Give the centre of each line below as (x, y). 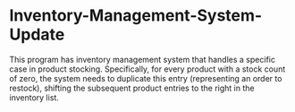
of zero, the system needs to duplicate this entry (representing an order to (146, 78)
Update (37, 34)
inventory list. (34, 97)
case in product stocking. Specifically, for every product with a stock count (147, 69)
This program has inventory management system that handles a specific (142, 59)
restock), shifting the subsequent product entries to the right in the (132, 88)
